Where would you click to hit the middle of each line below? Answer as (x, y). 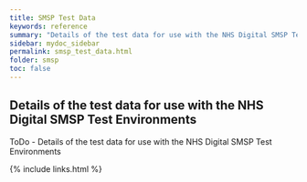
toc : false (30, 69)
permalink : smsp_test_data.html (71, 52)
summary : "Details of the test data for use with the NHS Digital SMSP (148, 35)
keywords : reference (49, 26)
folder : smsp (34, 60)
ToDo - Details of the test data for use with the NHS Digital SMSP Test (141, 141)
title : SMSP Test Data (53, 18)
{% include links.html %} (56, 168)
